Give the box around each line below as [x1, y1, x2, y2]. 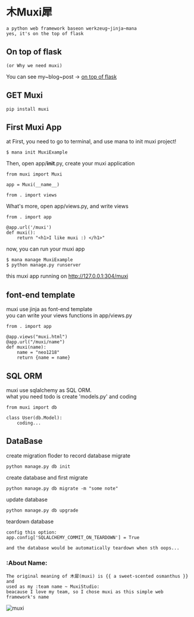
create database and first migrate [6, 474, 88, 481]
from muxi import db [6, 405, 58, 411]
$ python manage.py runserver [6, 262, 82, 268]
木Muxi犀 [6, 5, 52, 19]
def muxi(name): [6, 344, 46, 350]
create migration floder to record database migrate [6, 452, 131, 459]
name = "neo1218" [17, 349, 60, 356]
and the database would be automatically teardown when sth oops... [6, 545, 180, 551]
